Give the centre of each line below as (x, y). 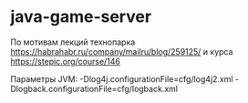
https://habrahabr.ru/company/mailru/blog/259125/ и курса (122, 51)
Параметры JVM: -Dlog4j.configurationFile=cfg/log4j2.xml (122, 78)
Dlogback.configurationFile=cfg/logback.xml (94, 88)
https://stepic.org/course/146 (66, 61)
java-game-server (81, 17)
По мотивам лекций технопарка (73, 42)
